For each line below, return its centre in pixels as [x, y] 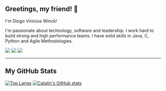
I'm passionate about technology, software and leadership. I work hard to [80, 30]
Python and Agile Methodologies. [39, 41]
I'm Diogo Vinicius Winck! [31, 21]
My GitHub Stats [31, 71]
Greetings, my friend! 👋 [41, 9]
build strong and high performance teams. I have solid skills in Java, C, [77, 35]
